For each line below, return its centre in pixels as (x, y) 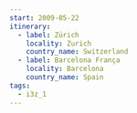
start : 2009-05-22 (44, 18)
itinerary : (30, 26)
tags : (20, 86)
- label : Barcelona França (69, 60)
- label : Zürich (48, 35)
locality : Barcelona (65, 69)
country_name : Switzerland (77, 52)
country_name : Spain (65, 77)
